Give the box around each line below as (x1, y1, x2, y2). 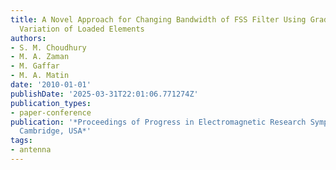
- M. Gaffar (10, 61, 60, 71)
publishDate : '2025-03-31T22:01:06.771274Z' (10, 89, 199, 99)
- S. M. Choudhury (10, 42, 87, 53)
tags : (10, 136, 33, 146)
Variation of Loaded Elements (19, 24, 145, 34)
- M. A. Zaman (10, 52, 70, 62)
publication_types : (10, 98, 92, 108)
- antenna (10, 145, 52, 155)
